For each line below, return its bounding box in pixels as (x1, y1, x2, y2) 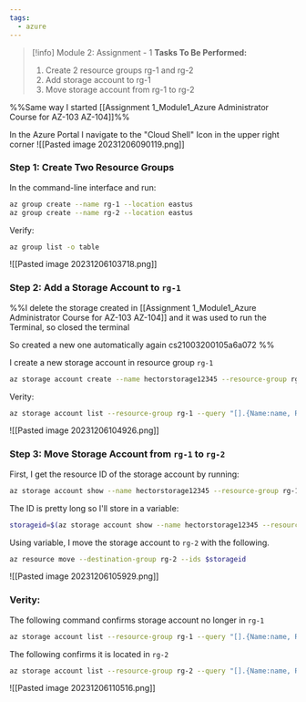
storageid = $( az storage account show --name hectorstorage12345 (9, 521, 259, 530)
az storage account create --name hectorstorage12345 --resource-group (9, 375, 287, 384)
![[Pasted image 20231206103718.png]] (9, 259, 158, 270)
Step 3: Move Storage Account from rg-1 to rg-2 (9, 448, 226, 460)
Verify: (9, 224, 35, 235)
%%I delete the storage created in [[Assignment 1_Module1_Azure (9, 302, 257, 313)
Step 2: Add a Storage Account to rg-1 (9, 282, 181, 294)
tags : (9, 13, 30, 23)
